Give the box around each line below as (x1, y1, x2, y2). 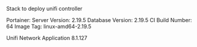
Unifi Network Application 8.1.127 (6, 35, 87, 41)
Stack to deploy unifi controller (6, 5, 83, 12)
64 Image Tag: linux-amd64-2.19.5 (6, 23, 92, 30)
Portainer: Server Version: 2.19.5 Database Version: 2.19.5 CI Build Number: (6, 17, 192, 23)
